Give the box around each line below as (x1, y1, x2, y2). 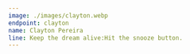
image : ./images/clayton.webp (8, 11, 109, 20)
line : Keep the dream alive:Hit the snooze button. (8, 33, 183, 42)
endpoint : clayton (8, 19, 69, 27)
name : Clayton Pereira (8, 26, 83, 34)
